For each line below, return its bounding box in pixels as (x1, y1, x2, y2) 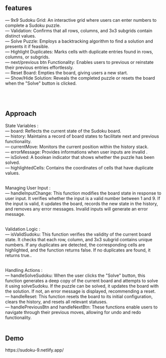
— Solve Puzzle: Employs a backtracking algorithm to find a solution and (5, 38, 154, 44)
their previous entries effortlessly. (5, 64, 74, 70)
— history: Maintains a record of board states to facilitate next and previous (5, 133, 160, 139)
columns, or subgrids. (5, 54, 50, 60)
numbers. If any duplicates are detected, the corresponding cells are (5, 242, 145, 248)
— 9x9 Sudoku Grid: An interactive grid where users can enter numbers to (5, 17, 157, 23)
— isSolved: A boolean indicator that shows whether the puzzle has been (5, 154, 155, 160)
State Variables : (5, 122, 39, 128)
